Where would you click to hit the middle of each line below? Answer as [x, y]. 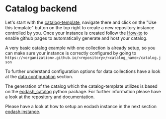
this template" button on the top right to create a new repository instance [80, 27]
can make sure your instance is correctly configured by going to [71, 53]
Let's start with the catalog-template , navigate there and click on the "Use [81, 22]
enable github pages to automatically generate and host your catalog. [76, 38]
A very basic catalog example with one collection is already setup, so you [80, 48]
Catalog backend [41, 9]
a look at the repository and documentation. [50, 97]
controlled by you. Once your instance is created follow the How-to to [77, 33]
